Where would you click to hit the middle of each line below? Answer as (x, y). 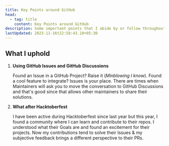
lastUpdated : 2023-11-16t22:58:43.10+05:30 (52, 33)
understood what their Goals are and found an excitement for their (81, 127)
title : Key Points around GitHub (40, 10)
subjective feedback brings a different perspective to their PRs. (78, 138)
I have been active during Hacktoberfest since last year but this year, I (85, 116)
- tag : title (23, 19)
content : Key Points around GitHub (52, 24)
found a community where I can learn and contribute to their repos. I (83, 122)
